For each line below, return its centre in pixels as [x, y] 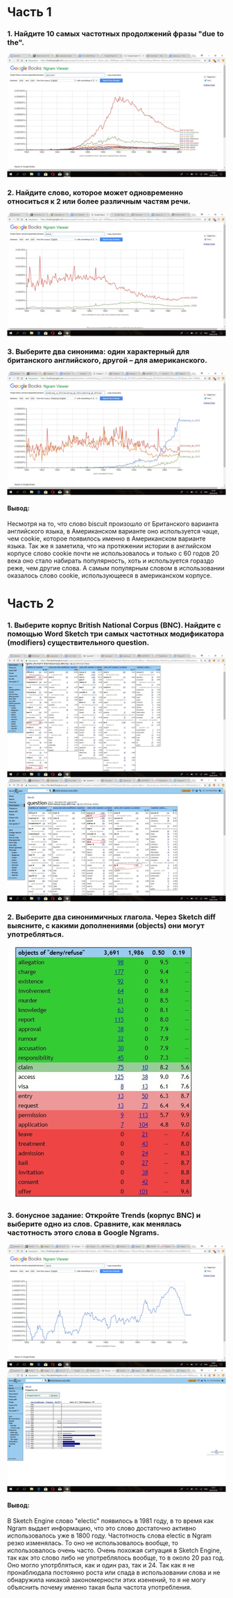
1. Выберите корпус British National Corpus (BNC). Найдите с [114, 625]
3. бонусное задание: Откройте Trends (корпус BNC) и [104, 1215]
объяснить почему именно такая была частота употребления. [100, 1588]
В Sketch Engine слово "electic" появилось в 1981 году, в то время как [111, 1521]
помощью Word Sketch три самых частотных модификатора [115, 634]
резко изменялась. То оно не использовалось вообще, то [93, 1543]
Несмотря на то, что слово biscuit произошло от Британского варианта [113, 524]
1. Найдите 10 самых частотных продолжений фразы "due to [115, 34]
